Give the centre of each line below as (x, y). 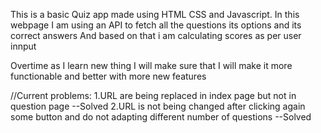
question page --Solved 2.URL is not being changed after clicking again (158, 106)
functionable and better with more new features (108, 76)
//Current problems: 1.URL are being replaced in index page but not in (153, 95)
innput (23, 46)
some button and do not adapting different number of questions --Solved (161, 117)
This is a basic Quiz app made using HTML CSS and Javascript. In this (155, 14)
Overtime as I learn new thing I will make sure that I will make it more (151, 65)
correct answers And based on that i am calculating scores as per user (156, 35)
